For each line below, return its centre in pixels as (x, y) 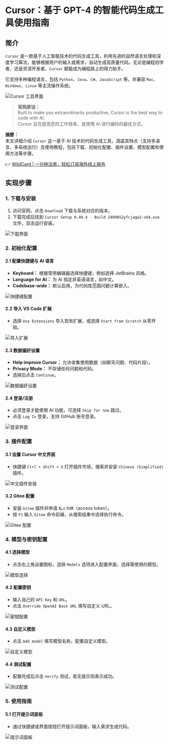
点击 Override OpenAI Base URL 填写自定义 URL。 (63, 606)
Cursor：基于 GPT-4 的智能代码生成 (80, 10)
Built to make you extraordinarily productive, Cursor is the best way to (90, 113)
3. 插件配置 (19, 441)
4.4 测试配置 (18, 664)
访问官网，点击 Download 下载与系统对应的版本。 (62, 210)
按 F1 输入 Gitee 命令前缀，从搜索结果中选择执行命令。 (69, 514)
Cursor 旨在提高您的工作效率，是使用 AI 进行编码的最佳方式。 (81, 124)
